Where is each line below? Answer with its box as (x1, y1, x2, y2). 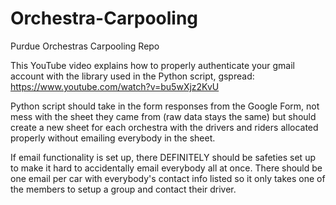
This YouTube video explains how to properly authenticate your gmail (10, 59, 295, 71)
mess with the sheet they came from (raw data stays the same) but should (10, 110, 317, 122)
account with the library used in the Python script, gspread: (10, 70, 255, 82)
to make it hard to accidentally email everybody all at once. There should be (10, 162, 323, 174)
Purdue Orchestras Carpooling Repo (10, 40, 160, 52)
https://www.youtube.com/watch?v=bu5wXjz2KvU (10, 80, 220, 92)
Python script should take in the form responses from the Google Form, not (10, 100, 320, 112)
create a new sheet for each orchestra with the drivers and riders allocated (10, 121, 319, 133)
